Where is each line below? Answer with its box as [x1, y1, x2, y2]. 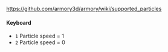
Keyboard [6, 19, 31, 26]
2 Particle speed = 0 [15, 39, 65, 46]
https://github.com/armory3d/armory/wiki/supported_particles [6, 5, 162, 12]
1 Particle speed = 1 [15, 33, 65, 40]
